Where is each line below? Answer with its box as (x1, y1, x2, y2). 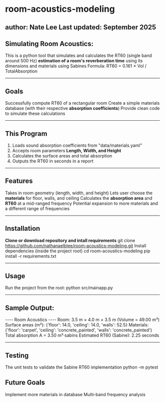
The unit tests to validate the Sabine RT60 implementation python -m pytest (5, 364, 158, 370)
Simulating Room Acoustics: (5, 39, 94, 48)
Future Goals (5, 378, 45, 387)
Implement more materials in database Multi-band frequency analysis (5, 391, 146, 397)
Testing (5, 351, 29, 359)
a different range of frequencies (5, 205, 70, 212)
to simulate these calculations (5, 110, 65, 116)
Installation (5, 224, 40, 233)
